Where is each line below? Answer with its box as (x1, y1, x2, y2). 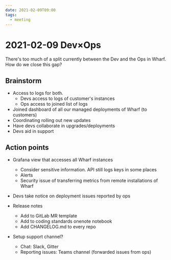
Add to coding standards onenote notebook (20, 218, 112, 224)
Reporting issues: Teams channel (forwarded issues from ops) (20, 249, 152, 255)
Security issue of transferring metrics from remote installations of (20, 177, 158, 184)
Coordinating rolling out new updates (12, 117, 91, 124)
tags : (5, 12, 17, 17)
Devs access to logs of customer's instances (20, 95, 115, 102)
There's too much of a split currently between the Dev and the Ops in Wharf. (5, 56, 166, 62)
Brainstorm (5, 76, 42, 85)
